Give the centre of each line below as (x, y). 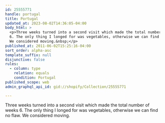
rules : (12, 64)
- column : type (25, 69)
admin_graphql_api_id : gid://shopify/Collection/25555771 (66, 87)
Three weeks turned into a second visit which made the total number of (77, 105)
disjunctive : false (25, 60)
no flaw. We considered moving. (38, 115)
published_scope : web (27, 82)
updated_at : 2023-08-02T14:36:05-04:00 (46, 23)
